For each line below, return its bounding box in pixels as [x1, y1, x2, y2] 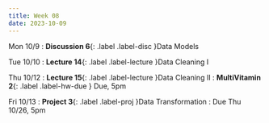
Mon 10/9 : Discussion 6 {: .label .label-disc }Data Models [8, 41, 200, 51]
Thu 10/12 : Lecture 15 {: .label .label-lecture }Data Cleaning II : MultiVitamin [8, 72, 261, 82]
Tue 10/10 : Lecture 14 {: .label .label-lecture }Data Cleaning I [8, 57, 209, 67]
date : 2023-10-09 [8, 19, 67, 27]
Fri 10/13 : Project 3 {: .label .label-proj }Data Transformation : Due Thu [8, 96, 242, 106]
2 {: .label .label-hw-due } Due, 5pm [8, 81, 127, 91]
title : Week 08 [8, 11, 60, 20]
